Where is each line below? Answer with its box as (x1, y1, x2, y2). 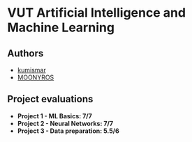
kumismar (17, 66, 47, 74)
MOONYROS (17, 73, 54, 81)
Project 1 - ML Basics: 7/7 (17, 111, 92, 120)
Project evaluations (7, 93, 94, 105)
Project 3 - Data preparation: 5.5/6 (17, 127, 120, 135)
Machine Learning (7, 19, 115, 35)
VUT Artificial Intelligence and (7, 5, 186, 21)
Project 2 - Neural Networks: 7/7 (17, 119, 114, 127)
